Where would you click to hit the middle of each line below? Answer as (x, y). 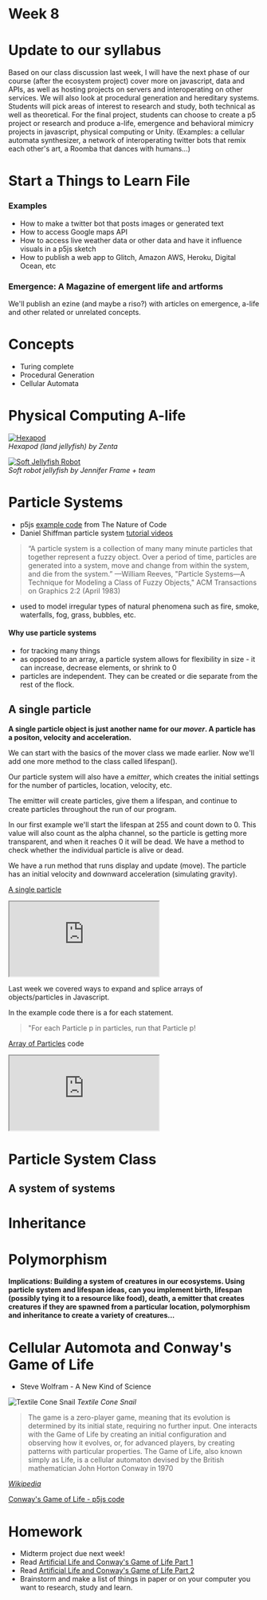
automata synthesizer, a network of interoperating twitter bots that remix (128, 140)
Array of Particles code (46, 1043)
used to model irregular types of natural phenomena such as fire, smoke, (139, 606)
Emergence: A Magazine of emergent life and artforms (116, 286)
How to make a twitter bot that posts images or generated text (122, 223)
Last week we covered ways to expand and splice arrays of (106, 988)
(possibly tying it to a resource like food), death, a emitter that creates (126, 1299)
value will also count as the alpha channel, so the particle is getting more (128, 833)
